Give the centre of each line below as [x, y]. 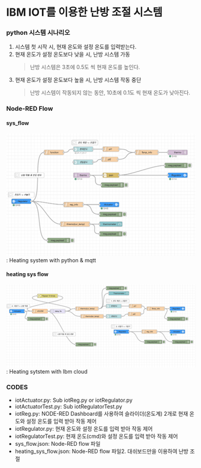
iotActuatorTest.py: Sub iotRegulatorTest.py [68, 406]
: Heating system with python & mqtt [51, 260]
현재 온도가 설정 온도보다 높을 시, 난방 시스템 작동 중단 [78, 80]
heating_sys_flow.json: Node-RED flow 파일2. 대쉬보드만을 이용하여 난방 [102, 451]
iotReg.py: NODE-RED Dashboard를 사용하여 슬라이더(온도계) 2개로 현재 [101, 413]
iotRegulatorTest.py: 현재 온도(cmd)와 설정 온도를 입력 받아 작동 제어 [96, 436]
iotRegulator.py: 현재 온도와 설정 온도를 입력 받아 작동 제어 [84, 428]
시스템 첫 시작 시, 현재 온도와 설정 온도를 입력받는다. [76, 47]
